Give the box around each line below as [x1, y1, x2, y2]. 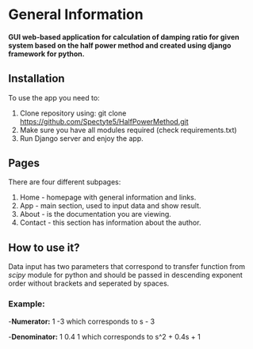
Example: [8, 298, 45, 309]
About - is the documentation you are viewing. [19, 210, 172, 219]
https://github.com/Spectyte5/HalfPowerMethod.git [19, 116, 189, 126]
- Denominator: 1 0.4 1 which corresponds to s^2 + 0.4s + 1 [8, 332, 201, 341]
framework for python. [8, 49, 85, 59]
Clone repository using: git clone [19, 108, 127, 118]
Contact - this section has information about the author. [19, 218, 201, 227]
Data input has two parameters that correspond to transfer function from [8, 262, 246, 271]
